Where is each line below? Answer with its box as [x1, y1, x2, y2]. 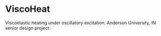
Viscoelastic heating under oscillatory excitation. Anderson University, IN [5, 20, 156, 26]
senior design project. [5, 25, 51, 31]
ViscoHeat [5, 3, 50, 15]
